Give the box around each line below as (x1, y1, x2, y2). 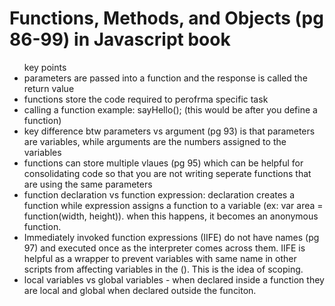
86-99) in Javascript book (9, 28, 231, 51)
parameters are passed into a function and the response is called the (23, 72, 308, 84)
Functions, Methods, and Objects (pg (9, 7, 324, 30)
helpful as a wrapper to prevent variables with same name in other (23, 252, 297, 264)
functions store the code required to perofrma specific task (23, 93, 269, 105)
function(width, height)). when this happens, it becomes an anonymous (23, 210, 319, 222)
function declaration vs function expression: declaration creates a (23, 188, 296, 201)
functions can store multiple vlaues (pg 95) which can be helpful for (23, 157, 304, 169)
